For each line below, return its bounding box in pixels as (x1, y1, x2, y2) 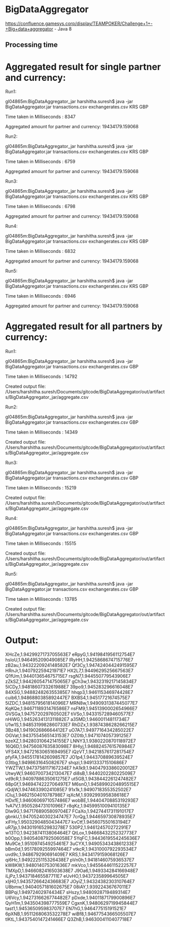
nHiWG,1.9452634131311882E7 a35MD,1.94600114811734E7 (5, 716, 130, 722)
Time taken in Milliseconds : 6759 (5, 159, 76, 165)
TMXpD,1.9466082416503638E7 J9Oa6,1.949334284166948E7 (5, 867, 139, 874)
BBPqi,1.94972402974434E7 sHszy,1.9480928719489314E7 (5, 889, 131, 895)
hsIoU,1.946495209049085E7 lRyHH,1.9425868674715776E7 (5, 657, 133, 663)
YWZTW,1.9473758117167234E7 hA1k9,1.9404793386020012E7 (5, 765, 138, 771)
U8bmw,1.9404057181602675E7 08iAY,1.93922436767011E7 (5, 884, 131, 890)
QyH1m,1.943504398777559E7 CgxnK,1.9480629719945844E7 (5, 900, 138, 906)
